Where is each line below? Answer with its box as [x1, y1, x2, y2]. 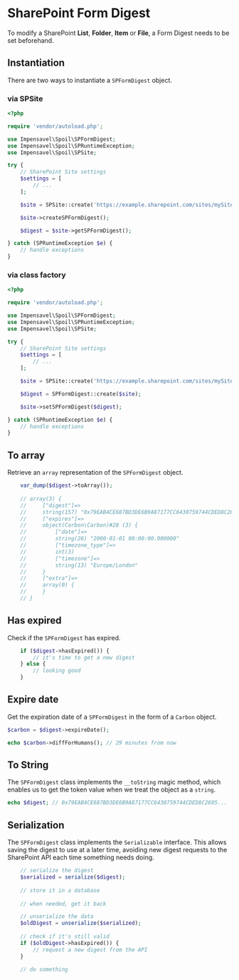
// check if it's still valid [20, 933, 110, 940]
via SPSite [7, 94, 43, 103]
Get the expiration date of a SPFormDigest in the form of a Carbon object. [7, 712, 217, 721]
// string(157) [20, 508, 78, 515]
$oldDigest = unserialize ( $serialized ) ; [20, 919, 142, 927]
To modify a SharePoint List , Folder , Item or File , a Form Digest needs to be [7, 29, 230, 37]
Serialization [7, 819, 65, 831]
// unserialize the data [20, 913, 94, 920]
